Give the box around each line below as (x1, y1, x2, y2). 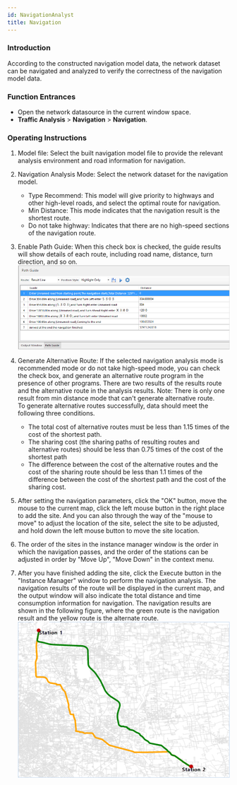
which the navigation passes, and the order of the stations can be (17, 548, 209, 556)
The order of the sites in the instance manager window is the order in (17, 541, 219, 549)
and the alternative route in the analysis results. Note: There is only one (17, 386, 225, 395)
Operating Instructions (7, 133, 87, 143)
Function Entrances (7, 92, 76, 102)
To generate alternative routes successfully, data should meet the (17, 401, 209, 410)
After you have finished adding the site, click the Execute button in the (17, 569, 222, 577)
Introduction (7, 43, 51, 53)
